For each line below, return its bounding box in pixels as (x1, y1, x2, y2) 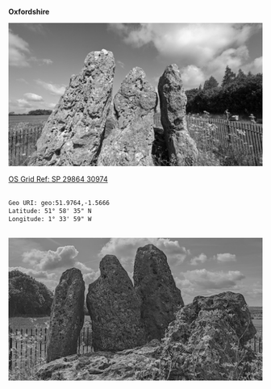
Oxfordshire (8, 7, 50, 16)
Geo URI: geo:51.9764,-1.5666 (8, 199, 110, 207)
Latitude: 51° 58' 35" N (8, 207, 92, 215)
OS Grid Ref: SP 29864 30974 (8, 174, 108, 184)
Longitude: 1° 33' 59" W (8, 215, 92, 223)
